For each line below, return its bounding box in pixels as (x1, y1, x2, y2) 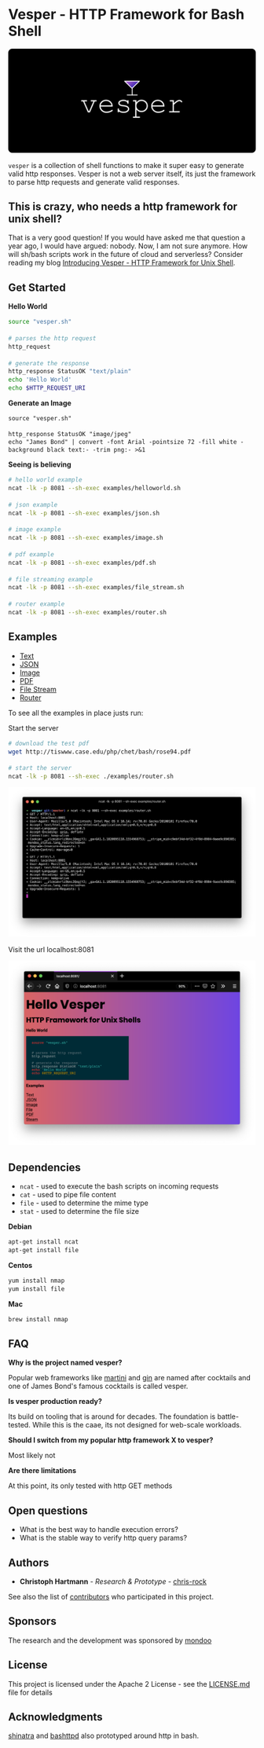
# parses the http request (8, 334, 97, 343)
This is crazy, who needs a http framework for (8, 200, 238, 213)
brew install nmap (8, 1315, 68, 1323)
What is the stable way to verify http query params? (19, 1534, 187, 1543)
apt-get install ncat (8, 1238, 79, 1246)
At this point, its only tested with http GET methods (8, 1481, 173, 1490)
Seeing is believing (8, 460, 72, 469)
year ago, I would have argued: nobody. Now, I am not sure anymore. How (8, 241, 248, 251)
